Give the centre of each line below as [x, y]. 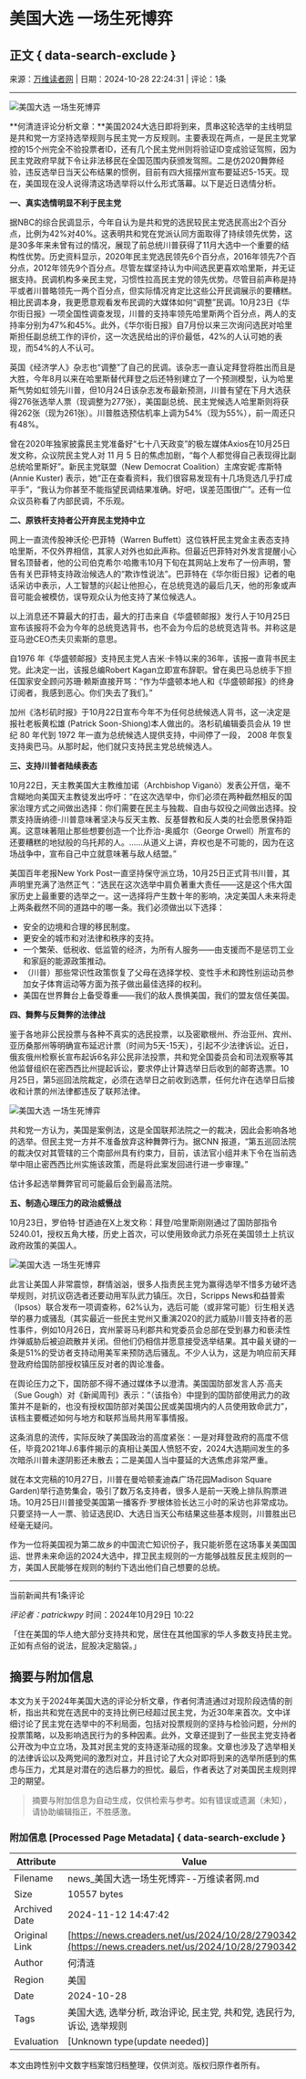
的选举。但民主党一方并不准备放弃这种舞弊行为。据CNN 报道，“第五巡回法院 [153, 1141]
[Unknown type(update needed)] [138, 2042]
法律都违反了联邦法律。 [101, 1091]
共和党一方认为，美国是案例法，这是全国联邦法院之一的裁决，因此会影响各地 [153, 1130]
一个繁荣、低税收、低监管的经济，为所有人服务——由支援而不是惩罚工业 [158, 950]
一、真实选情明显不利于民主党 [65, 203]
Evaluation [36, 2042]
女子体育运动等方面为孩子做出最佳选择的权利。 [118, 984]
